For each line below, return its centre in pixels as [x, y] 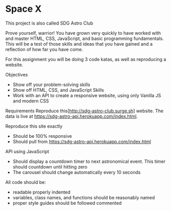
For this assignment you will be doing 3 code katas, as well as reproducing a [86, 59]
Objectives [17, 74]
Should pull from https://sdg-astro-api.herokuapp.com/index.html [82, 141]
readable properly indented [41, 192]
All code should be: [26, 182]
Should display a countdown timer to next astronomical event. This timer [89, 161]
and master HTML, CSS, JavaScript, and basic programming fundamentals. [84, 38]
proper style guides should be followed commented [67, 203]
